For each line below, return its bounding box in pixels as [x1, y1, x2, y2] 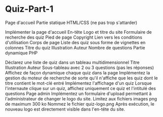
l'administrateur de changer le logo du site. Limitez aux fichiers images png [5, 95, 157, 101]
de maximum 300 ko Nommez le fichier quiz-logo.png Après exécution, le [5, 101, 155, 107]
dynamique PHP [5, 50, 38, 56]
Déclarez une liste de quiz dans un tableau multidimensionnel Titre [5, 59, 140, 65]
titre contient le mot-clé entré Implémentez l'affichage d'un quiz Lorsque [5, 80, 152, 86]
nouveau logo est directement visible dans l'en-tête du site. [5, 106, 125, 112]
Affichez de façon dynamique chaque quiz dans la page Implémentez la [5, 70, 150, 75]
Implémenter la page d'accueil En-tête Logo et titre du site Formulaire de [5, 29, 152, 35]
